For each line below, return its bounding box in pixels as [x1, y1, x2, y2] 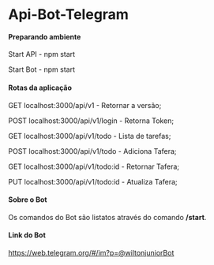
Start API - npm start [8, 50, 76, 59]
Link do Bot [8, 230, 46, 240]
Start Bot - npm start [8, 65, 75, 74]
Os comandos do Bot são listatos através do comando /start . [8, 212, 207, 222]
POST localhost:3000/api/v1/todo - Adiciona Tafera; [8, 146, 177, 155]
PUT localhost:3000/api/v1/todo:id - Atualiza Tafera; [8, 177, 178, 186]
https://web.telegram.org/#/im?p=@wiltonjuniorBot [8, 248, 175, 257]
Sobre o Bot [8, 195, 47, 204]
